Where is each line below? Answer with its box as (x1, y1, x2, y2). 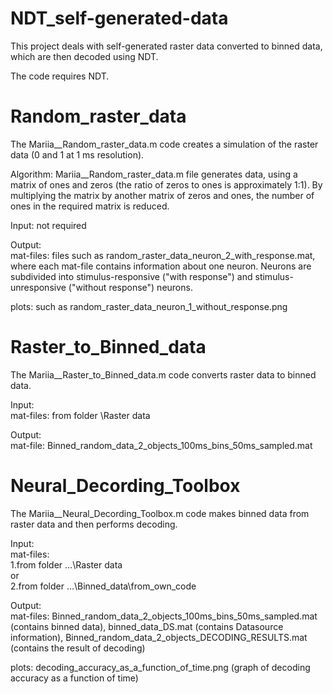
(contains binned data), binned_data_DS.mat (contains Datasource (10, 620, 284, 632)
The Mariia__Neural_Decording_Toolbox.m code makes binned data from (10, 507, 310, 519)
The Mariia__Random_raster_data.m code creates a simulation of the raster (10, 138, 319, 150)
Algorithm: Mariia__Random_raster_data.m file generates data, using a (10, 168, 298, 180)
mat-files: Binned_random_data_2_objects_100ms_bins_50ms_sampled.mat (10, 610, 318, 622)
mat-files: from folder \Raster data (10, 409, 151, 421)
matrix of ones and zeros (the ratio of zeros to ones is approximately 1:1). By (10, 178, 323, 191)
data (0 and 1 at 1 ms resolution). (10, 148, 145, 161)
